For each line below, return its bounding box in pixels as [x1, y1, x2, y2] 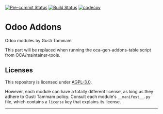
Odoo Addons [5, 22, 62, 33]
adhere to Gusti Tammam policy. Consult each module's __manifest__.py [5, 94, 150, 99]
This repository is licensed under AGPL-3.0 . [5, 79, 92, 85]
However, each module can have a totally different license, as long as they [5, 88, 154, 94]
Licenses [5, 66, 33, 75]
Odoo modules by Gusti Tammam [5, 37, 72, 43]
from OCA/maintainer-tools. [5, 52, 61, 58]
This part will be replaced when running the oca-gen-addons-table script [5, 47, 151, 53]
